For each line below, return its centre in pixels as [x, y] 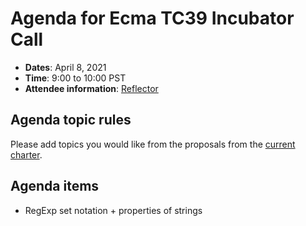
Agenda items [55, 186]
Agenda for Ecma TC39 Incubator [152, 18]
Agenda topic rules [71, 120]
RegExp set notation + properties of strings [113, 210]
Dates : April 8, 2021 [65, 67]
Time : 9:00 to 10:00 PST [75, 78]
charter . [26, 154]
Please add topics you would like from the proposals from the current [153, 144]
